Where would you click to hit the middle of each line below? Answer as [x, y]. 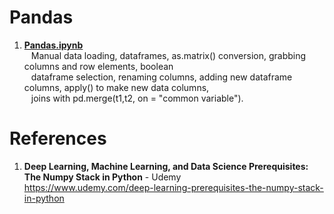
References [58, 138]
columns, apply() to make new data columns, [116, 87]
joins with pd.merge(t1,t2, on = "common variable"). [137, 98]
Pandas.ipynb [53, 45]
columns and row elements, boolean [98, 66]
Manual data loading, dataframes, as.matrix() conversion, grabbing [168, 55]
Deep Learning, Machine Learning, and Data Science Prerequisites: [166, 166]
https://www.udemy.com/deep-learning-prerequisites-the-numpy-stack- [173, 187]
